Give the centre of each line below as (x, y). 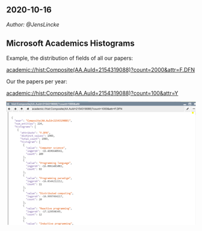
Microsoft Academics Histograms (71, 44)
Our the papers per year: (37, 81)
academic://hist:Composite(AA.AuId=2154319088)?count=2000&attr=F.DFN (101, 69)
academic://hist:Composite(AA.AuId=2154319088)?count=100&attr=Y (92, 93)
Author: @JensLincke (33, 24)
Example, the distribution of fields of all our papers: (70, 58)
